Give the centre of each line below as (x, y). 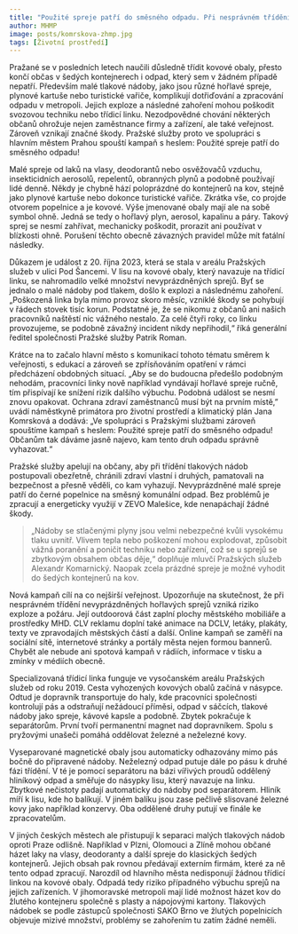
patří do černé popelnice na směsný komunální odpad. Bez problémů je (140, 495)
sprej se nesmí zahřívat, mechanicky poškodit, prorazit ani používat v (136, 226)
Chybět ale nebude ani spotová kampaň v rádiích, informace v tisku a (136, 652)
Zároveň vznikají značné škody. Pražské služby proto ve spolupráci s (135, 133)
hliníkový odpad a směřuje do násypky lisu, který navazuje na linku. (132, 780)
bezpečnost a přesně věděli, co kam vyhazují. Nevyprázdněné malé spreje (145, 486)
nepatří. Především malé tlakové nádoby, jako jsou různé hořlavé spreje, (141, 86)
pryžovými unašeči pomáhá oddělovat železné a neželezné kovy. (128, 735)
